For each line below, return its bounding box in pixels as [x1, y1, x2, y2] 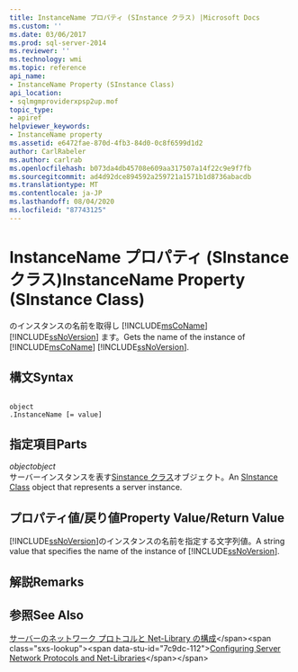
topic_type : [9, 105, 54, 114]
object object [9, 461, 56, 472]
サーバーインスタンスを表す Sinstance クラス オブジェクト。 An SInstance [9, 471, 278, 482]
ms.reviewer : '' [9, 47, 70, 56]
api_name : [9, 72, 47, 81]
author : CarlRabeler [9, 147, 87, 156]
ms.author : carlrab [9, 155, 83, 165]
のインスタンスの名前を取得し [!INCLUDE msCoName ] [9, 320, 209, 331]
